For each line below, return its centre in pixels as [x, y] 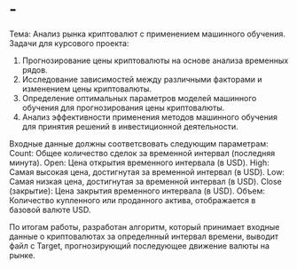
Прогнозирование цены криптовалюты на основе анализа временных [155, 60]
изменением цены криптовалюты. [87, 89]
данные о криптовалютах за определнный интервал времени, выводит [144, 236]
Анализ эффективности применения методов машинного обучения [149, 117]
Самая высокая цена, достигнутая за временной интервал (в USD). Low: [147, 171]
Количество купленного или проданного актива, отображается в [133, 200]
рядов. [35, 69]
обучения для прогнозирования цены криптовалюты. [123, 107]
